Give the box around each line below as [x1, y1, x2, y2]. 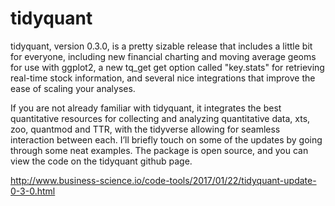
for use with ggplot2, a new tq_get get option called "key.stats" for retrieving [10, 61, 325, 73]
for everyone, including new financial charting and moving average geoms [10, 50, 317, 62]
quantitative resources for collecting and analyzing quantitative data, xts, [10, 112, 311, 124]
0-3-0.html [10, 185, 56, 197]
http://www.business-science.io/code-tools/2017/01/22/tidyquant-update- [10, 174, 317, 186]
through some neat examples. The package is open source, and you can [10, 144, 309, 156]
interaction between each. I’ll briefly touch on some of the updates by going [10, 133, 323, 146]
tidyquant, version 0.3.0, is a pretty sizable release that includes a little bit [10, 40, 313, 52]
